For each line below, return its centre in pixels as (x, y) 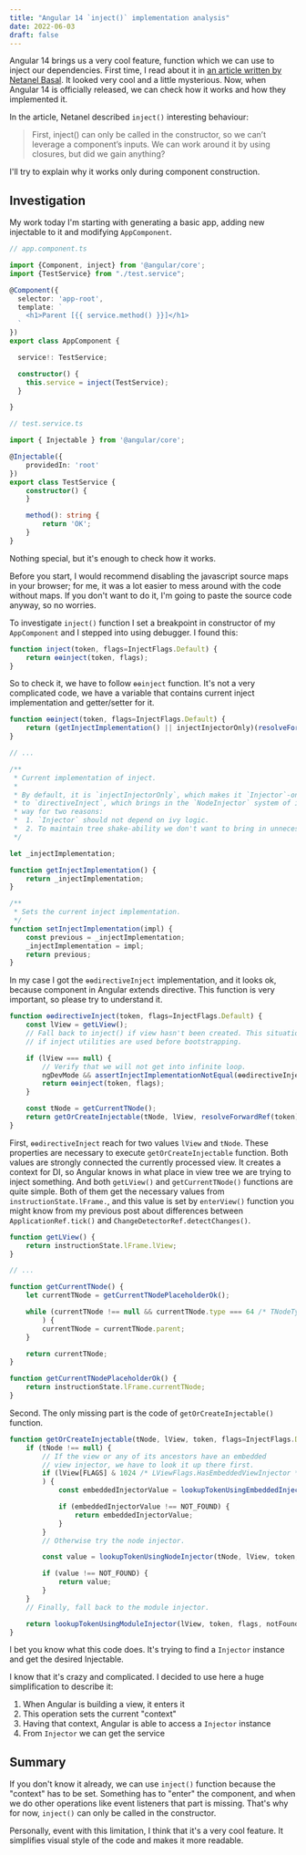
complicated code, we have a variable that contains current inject (132, 693)
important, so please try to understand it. (86, 1000)
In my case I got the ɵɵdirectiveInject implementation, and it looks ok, (143, 980)
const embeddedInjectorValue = (117, 1490)
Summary (38, 1762)
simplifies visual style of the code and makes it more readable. (127, 1840)
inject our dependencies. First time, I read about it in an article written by (146, 70)
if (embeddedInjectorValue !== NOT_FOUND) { (144, 1507)
